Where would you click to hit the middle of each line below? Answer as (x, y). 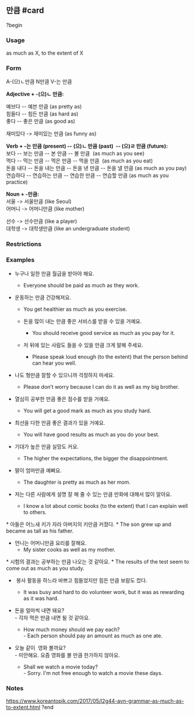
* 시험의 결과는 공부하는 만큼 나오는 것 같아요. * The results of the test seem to (97, 561)
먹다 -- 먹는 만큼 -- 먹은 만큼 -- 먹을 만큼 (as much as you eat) (80, 161)
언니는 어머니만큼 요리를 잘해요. (50, 543)
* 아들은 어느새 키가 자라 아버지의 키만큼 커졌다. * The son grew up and (89, 524)
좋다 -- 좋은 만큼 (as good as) (41, 121)
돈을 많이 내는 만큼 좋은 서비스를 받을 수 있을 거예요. (83, 321)
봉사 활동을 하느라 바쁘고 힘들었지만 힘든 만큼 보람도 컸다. (82, 580)
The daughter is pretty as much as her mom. (77, 482)
